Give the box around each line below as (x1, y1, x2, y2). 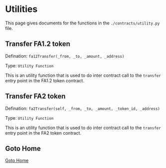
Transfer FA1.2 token (5, 40, 71, 48)
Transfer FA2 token (5, 92, 66, 101)
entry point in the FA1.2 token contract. (5, 77, 84, 83)
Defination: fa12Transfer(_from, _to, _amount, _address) (5, 53, 125, 59)
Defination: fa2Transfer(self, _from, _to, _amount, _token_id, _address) (5, 105, 160, 111)
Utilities (5, 3, 38, 15)
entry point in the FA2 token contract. (5, 130, 82, 136)
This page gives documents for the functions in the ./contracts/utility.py (5, 20, 160, 26)
